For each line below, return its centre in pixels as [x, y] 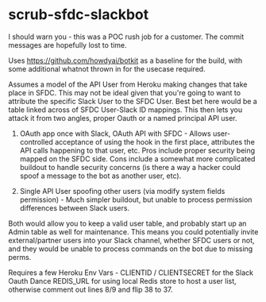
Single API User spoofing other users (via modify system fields [122, 191]
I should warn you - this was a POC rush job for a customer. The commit [126, 37]
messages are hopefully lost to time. [67, 45]
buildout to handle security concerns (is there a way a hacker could [130, 167]
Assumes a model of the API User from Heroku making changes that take [128, 84]
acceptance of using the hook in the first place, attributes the [155, 141]
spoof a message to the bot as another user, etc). [100, 176]
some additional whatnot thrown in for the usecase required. [107, 68]
